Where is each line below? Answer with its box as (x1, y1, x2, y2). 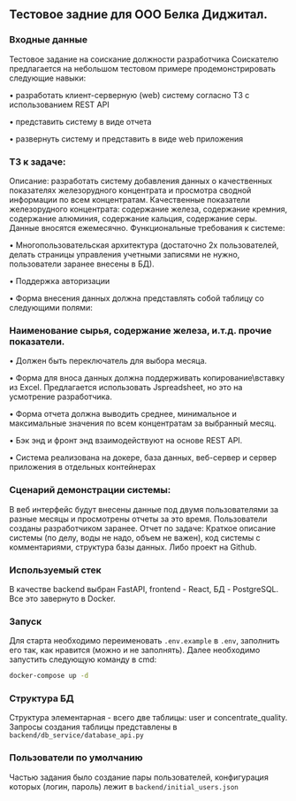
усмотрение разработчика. (9, 391, 112, 402)
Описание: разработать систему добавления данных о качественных (9, 175, 272, 186)
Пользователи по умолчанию (9, 751, 143, 764)
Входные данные (9, 34, 88, 46)
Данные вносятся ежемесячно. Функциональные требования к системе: (9, 222, 285, 233)
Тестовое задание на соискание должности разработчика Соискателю (9, 53, 279, 65)
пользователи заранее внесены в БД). (9, 258, 155, 269)
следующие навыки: (9, 73, 87, 83)
